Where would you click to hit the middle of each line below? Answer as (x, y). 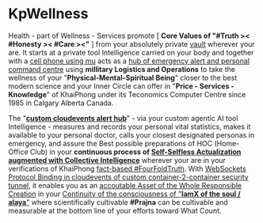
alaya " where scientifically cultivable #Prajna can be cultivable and (118, 202)
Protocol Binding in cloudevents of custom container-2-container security (128, 177)
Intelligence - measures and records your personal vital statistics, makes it (130, 127)
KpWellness (48, 14)
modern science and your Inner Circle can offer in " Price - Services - (122, 86)
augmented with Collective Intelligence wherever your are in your (117, 160)
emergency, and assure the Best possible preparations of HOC (110, 143)
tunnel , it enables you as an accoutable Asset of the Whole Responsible (125, 185)
